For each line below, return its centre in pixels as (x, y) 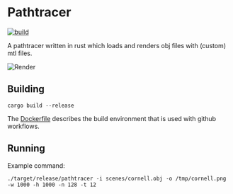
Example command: (36, 165)
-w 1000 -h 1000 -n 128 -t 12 (52, 185)
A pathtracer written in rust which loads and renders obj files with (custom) (117, 45)
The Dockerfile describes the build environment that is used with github (112, 118)
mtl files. (20, 53)
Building (26, 89)
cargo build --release (41, 105)
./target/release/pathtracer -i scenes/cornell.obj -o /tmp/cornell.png (117, 178)
